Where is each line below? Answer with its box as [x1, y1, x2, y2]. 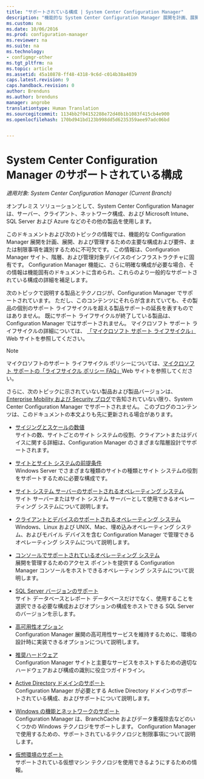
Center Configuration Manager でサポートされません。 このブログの [6, 403, 176, 411]
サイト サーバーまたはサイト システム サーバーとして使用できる [15, 495, 174, 502]
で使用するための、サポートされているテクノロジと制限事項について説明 [15, 730, 196, 738]
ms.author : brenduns [6, 94, 59, 100]
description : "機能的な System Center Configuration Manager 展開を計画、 [6, 15, 191, 21]
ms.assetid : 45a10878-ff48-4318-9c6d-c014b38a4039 [6, 71, 137, 77]
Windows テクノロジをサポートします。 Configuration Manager [38, 723, 196, 730]
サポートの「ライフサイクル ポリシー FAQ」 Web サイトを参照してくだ [13, 367, 188, 375]
